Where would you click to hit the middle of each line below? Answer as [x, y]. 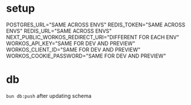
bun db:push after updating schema [49, 96]
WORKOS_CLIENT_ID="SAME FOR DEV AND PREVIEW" [73, 49]
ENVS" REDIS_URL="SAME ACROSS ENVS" [59, 31]
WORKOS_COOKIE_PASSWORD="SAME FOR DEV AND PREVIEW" [86, 56]
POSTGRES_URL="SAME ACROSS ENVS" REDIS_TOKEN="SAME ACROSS [96, 25]
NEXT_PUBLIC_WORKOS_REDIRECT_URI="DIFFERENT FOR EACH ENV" [93, 37]
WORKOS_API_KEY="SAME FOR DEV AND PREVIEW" [71, 43]
